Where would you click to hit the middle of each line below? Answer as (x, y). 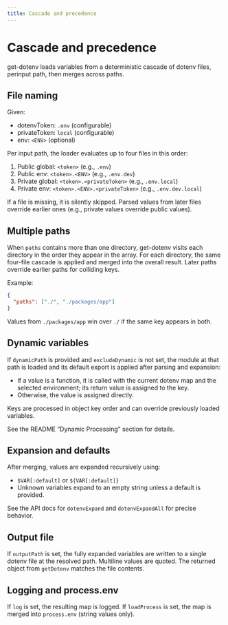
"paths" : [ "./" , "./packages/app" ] (64, 302)
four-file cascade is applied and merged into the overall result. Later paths (112, 262)
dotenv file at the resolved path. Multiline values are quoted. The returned (111, 561)
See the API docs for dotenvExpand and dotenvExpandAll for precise (102, 508)
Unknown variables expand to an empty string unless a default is (109, 488)
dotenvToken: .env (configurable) (64, 125)
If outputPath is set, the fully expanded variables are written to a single (107, 554)
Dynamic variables (48, 343)
